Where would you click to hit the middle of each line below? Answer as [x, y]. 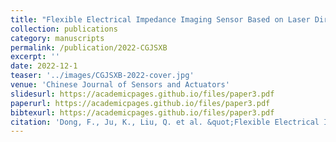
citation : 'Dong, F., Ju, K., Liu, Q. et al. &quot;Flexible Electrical [165, 122]
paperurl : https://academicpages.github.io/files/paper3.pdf [140, 103]
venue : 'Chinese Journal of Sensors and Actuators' [120, 85]
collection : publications [64, 29]
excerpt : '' [35, 57]
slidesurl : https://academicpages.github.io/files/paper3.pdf [142, 94]
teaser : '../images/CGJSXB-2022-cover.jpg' [102, 76]
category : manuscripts [57, 38]
